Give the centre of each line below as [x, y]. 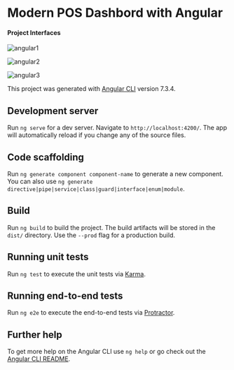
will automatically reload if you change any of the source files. [97, 135]
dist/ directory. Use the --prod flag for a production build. [91, 235]
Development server [53, 111]
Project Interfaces [34, 32]
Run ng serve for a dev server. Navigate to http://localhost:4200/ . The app [117, 128]
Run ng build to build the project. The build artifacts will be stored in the [111, 227]
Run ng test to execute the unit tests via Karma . [76, 273]
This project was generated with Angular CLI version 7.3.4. [92, 89]
